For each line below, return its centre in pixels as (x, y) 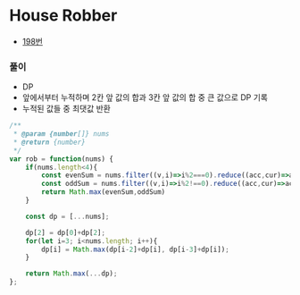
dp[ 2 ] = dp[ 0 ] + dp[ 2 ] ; (65, 232)
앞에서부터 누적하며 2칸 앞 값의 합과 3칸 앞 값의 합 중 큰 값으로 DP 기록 (145, 97)
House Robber (63, 16)
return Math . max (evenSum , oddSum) (104, 192)
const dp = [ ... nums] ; (67, 216)
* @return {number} (50, 142)
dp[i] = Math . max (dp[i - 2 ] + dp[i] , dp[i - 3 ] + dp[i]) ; (135, 249)
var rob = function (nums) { (62, 159)
